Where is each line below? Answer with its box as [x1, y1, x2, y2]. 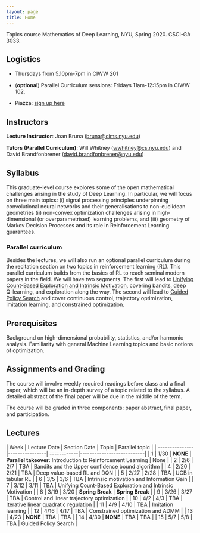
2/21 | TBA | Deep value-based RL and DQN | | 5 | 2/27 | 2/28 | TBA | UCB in [6, 469, 193, 476]
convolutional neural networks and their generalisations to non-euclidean [6, 202, 186, 209]
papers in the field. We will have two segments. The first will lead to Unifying [6, 276, 194, 283]
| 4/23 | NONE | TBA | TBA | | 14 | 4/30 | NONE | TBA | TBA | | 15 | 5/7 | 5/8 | [6, 513, 192, 520]
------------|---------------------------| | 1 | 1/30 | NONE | [49, 450, 192, 457]
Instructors [6, 117, 49, 127]
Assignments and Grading [6, 364, 105, 374]
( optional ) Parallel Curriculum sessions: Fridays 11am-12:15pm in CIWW [14, 82, 190, 89]
